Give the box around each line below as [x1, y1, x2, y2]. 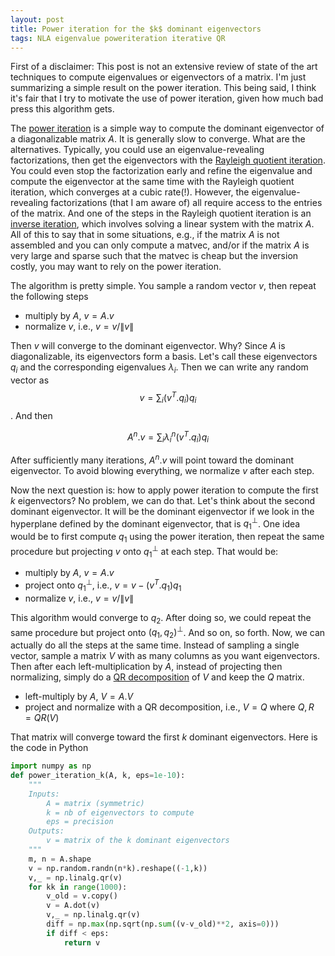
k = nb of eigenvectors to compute [46, 807, 195, 818]
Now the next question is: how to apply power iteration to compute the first [10, 484, 319, 496]
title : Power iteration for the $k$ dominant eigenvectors [10, 24, 262, 34]
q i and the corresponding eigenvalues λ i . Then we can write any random [10, 361, 309, 376]
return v [63, 937, 101, 948]
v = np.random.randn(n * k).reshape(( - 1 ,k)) [28, 863, 208, 873]
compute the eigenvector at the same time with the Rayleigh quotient [10, 176, 295, 188]
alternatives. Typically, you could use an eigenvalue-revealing [10, 144, 265, 156]
